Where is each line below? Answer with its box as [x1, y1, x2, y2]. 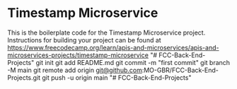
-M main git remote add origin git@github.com [7, 66, 143, 74]
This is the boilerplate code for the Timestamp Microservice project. [7, 28, 206, 37]
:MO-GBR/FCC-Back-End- [141, 66, 219, 74]
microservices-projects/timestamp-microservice [7, 51, 149, 59]
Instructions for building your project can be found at [7, 35, 161, 44]
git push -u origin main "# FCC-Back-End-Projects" [42, 73, 192, 82]
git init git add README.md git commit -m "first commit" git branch [35, 58, 231, 66]
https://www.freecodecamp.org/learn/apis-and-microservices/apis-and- [7, 43, 219, 52]
